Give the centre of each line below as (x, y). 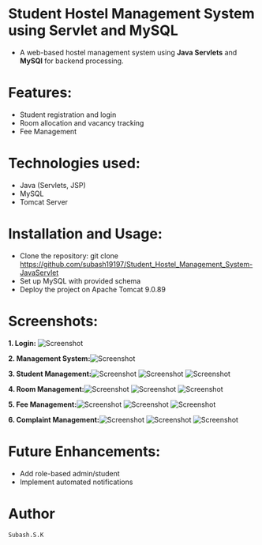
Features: (40, 93)
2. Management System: (49, 358)
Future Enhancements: (84, 451)
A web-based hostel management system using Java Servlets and (128, 52)
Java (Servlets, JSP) (53, 185)
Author (32, 513)
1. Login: (22, 343)
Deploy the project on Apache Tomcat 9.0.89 (92, 289)
